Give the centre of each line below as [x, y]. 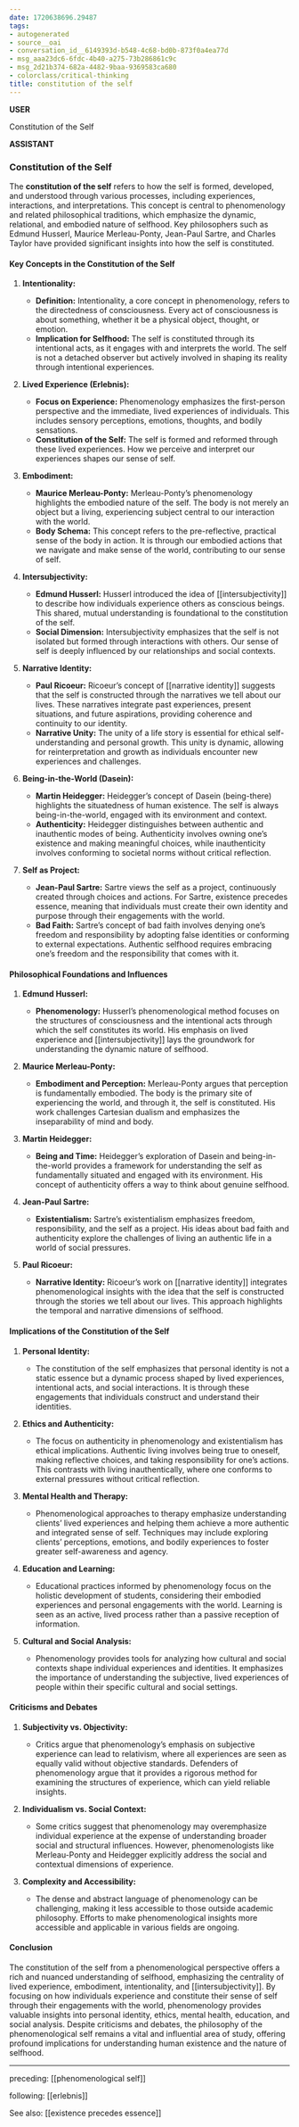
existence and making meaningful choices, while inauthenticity [150, 843]
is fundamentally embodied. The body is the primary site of [144, 1093]
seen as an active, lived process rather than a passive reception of [157, 1614]
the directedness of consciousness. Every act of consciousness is [157, 310]
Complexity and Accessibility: [79, 1881]
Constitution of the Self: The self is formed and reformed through [157, 440]
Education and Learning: [69, 1568]
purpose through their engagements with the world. [130, 916]
